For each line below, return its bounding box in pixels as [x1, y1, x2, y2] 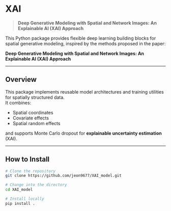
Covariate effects [12, 115, 49, 121]
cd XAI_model [5, 187, 33, 192]
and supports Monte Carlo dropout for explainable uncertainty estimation [5, 130, 162, 136]
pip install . [5, 201, 36, 206]
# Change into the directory [5, 183, 67, 188]
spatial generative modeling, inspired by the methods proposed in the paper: [5, 40, 166, 46]
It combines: [5, 100, 32, 106]
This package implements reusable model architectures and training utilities [5, 88, 164, 95]
